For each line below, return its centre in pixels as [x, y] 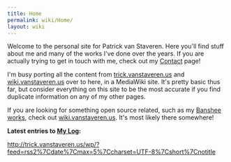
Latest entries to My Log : [44, 131]
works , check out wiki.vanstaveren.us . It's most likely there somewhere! [111, 118]
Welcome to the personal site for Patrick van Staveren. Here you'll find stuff [116, 47]
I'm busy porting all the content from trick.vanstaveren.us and [96, 74]
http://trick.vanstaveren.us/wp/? [53, 145]
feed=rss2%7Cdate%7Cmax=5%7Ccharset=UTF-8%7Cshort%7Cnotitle [112, 152]
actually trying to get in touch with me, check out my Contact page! [104, 61]
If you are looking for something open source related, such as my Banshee [114, 110]
